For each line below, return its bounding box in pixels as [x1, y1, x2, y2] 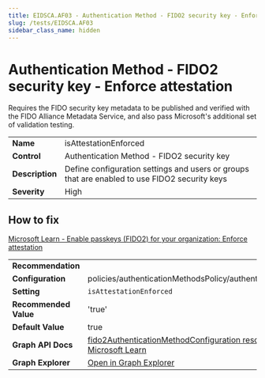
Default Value [12, 322, 65, 333]
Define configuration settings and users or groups [64, 164, 250, 175]
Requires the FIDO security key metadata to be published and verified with [8, 104, 250, 113]
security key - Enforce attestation [8, 77, 233, 95]
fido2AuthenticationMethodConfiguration [88, 335, 241, 346]
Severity [12, 187, 45, 198]
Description [12, 168, 58, 180]
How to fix [8, 213, 59, 226]
